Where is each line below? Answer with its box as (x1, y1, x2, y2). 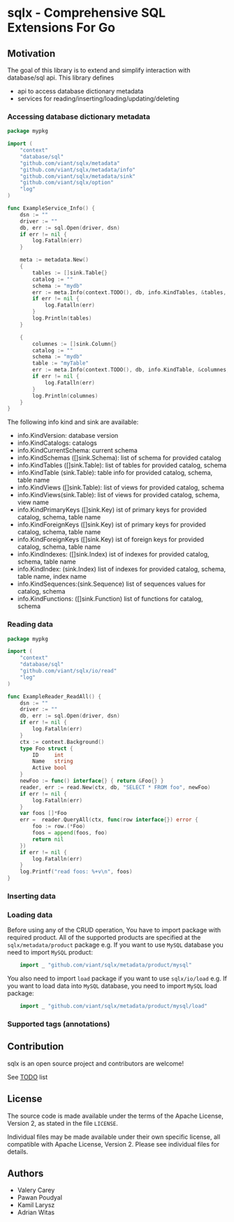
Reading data (7, 619, 54, 629)
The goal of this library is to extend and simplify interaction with (7, 66, 191, 74)
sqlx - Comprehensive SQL (7, 5, 166, 21)
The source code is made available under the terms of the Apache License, (7, 1112, 224, 1120)
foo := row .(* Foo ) (32, 823, 86, 830)
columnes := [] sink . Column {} (32, 340, 117, 347)
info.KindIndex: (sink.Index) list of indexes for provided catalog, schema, (17, 565, 226, 573)
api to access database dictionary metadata (17, 87, 144, 95)
